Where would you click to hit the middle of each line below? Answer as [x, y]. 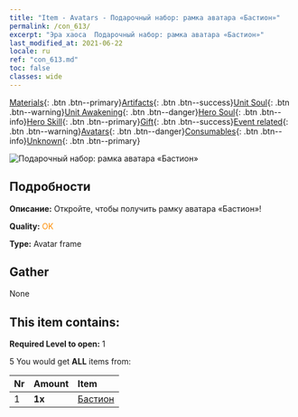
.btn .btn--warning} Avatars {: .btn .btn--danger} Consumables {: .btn [134, 131]
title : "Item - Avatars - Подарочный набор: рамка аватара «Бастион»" [145, 18]
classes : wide [36, 77]
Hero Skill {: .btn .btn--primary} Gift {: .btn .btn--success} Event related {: [158, 121]
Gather [29, 272]
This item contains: [65, 322]
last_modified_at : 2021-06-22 [66, 43]
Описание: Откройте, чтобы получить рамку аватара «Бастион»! [135, 208]
